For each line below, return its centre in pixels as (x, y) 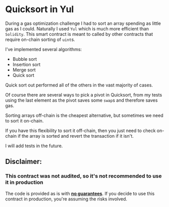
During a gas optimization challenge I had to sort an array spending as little (83, 23)
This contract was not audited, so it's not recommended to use (84, 176)
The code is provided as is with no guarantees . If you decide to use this (80, 193)
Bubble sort (24, 59)
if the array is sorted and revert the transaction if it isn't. (75, 136)
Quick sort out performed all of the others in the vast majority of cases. (79, 85)
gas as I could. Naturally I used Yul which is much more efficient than (77, 28)
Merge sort (24, 70)
